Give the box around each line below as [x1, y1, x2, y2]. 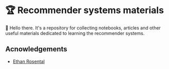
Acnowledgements [5, 45, 68, 54]
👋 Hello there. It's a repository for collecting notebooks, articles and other [5, 24, 161, 31]
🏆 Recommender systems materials [5, 5, 164, 16]
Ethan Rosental [12, 58, 45, 64]
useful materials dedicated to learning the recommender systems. [5, 30, 145, 36]
